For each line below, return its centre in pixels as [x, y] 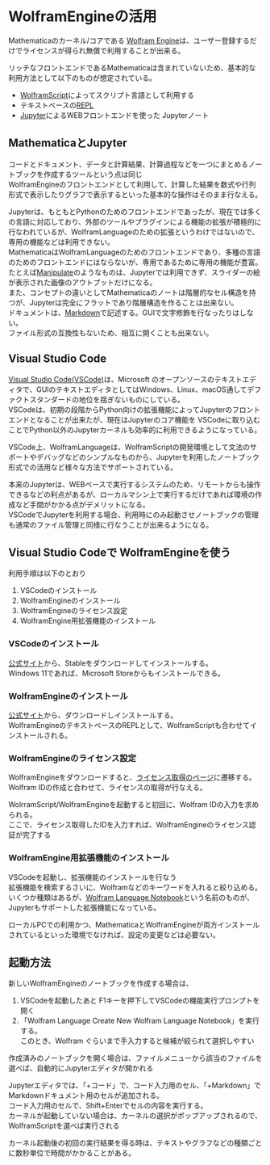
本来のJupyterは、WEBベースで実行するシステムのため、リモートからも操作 [135, 484]
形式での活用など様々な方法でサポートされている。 [93, 467]
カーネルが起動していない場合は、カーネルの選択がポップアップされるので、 [135, 1116]
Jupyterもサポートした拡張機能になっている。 [85, 907]
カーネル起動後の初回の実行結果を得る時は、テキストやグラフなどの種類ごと [135, 1143]
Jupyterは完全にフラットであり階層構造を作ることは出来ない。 [134, 302]
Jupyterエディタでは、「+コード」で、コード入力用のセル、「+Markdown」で [135, 1085]
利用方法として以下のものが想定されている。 [83, 78]
